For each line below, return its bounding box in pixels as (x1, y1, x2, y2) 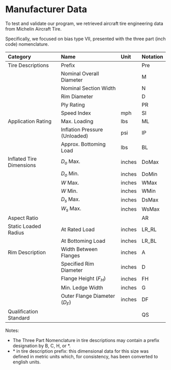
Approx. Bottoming (61, 140, 106, 148)
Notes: (5, 327, 19, 333)
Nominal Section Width (61, 84, 116, 92)
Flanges (61, 252, 80, 259)
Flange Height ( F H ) (61, 275, 106, 283)
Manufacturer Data (5, 4, 88, 15)
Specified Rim (61, 260, 94, 267)
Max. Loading (61, 118, 94, 125)
